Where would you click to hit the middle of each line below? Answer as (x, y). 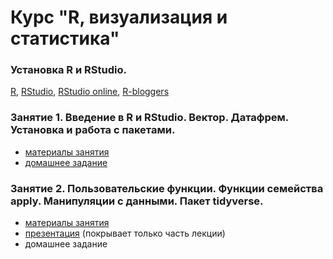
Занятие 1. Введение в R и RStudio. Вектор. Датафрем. (149, 118)
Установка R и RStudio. (68, 70)
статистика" (65, 38)
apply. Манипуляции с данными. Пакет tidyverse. (137, 201)
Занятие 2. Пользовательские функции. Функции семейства (167, 188)
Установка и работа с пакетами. (93, 130)
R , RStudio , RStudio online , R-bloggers (90, 92)
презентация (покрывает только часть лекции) (125, 233)
